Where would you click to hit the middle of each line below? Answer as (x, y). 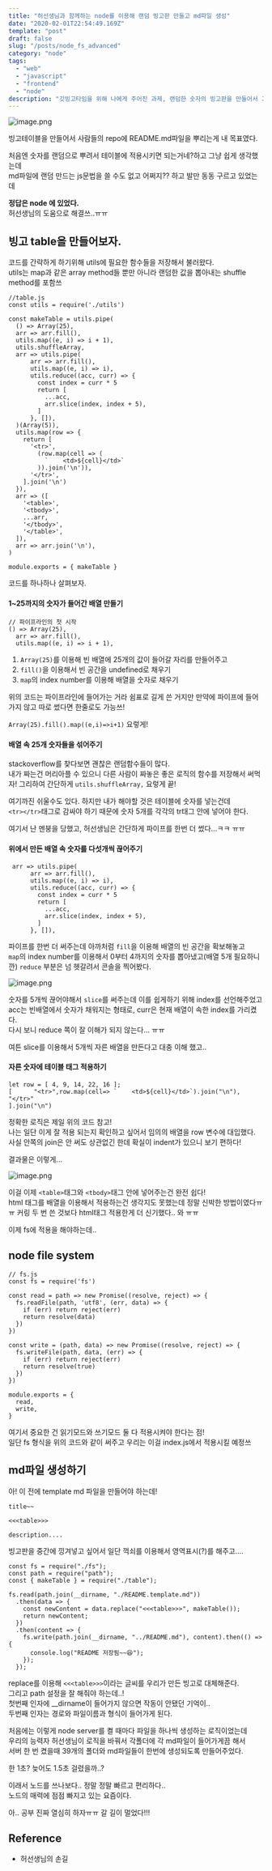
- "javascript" (41, 76)
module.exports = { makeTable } (63, 568)
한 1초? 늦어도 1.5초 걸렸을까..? (57, 1768)
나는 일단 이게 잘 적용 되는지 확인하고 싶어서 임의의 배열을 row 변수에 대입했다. (132, 1132)
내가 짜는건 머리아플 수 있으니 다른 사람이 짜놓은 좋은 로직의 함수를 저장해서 (127, 774)
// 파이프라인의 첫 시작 (42, 623)
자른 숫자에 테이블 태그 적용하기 (57, 1067)
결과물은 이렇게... (36, 1159)
